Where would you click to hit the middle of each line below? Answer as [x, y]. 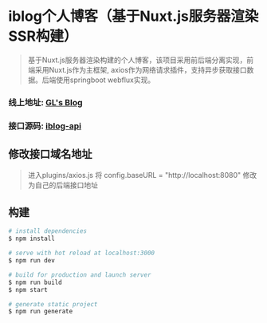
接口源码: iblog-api [45, 126]
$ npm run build [35, 282]
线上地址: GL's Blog [45, 102]
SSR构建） [43, 36]
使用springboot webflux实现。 [105, 80]
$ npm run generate [41, 312]
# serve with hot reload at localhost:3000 [82, 253]
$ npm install [32, 239]
